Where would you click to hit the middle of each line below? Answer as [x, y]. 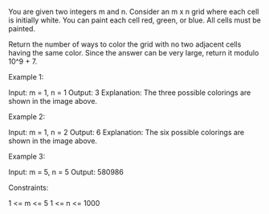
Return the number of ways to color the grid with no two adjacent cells [125, 44]
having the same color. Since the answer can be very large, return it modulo [134, 53]
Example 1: [26, 77]
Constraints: [29, 187]
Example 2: [27, 117]
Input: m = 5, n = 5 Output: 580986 [66, 172]
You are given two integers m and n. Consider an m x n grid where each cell [134, 12]
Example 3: [27, 156]
